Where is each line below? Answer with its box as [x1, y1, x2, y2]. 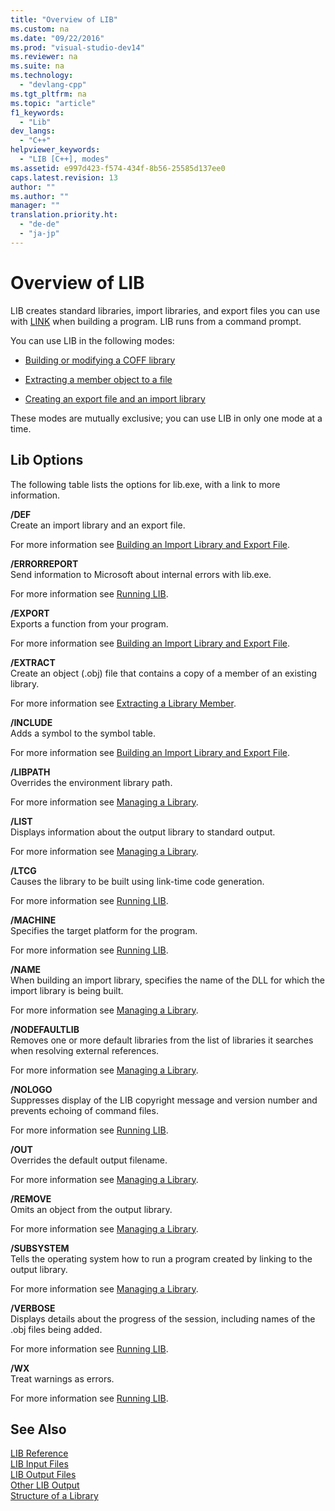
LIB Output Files [10, 1469, 77, 1481]
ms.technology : [10, 71, 74, 81]
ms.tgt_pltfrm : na [10, 89, 87, 99]
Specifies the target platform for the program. [10, 924, 198, 936]
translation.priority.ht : [10, 210, 118, 220]
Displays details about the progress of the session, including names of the [10, 1312, 316, 1325]
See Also [10, 1421, 67, 1438]
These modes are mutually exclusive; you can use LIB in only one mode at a [10, 412, 323, 424]
